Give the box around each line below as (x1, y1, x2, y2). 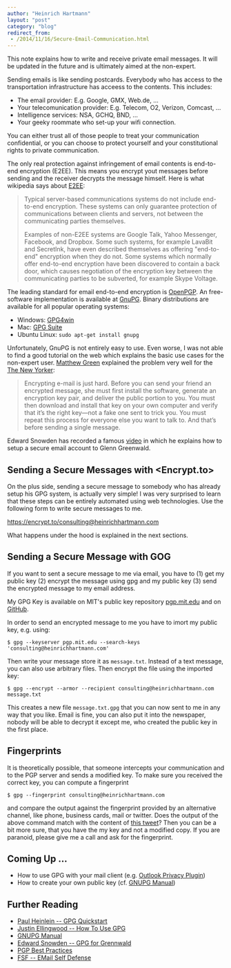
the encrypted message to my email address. (7, 584, 136, 592)
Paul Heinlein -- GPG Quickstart (17, 917, 108, 925)
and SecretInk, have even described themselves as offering (23, 245, 193, 253)
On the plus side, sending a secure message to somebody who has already (7, 482, 221, 490)
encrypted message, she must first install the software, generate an (23, 387, 217, 395)
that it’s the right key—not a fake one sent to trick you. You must (23, 409, 207, 417)
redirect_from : (7, 29, 51, 37)
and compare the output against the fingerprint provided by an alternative (7, 804, 217, 812)
